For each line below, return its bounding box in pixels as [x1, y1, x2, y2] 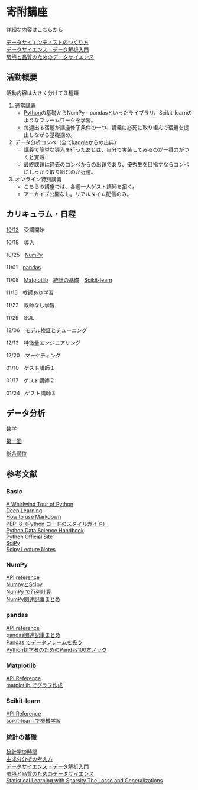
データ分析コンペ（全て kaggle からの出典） [14, 138, 120, 145]
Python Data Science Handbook [6, 527, 84, 534]
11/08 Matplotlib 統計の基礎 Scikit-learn [6, 276, 112, 284]
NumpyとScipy [6, 581, 43, 588]
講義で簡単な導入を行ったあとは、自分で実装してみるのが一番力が [23, 146, 184, 153]
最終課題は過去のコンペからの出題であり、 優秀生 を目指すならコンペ [23, 161, 189, 168]
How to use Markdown [6, 513, 61, 521]
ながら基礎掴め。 [34, 131, 76, 138]
